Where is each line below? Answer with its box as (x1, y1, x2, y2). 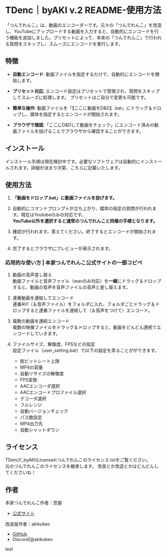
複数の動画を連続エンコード (12, 318, 70, 324)
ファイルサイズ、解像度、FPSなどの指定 (12, 341, 95, 347)
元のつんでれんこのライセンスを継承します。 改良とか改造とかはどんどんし (5, 463, 159, 469)
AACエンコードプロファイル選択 (19, 389, 86, 395)
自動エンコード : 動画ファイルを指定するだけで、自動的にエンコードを (12, 71, 155, 77)
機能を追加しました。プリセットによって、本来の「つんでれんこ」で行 (9, 35, 153, 41)
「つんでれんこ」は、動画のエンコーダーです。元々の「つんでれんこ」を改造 (5, 22, 162, 28)
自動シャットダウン (19, 426, 60, 433)
